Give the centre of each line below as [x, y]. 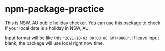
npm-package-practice [55, 9]
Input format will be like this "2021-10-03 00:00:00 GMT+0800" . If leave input [82, 38]
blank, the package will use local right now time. [55, 43]
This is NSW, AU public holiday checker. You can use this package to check [83, 23]
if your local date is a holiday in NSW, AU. [47, 28]
